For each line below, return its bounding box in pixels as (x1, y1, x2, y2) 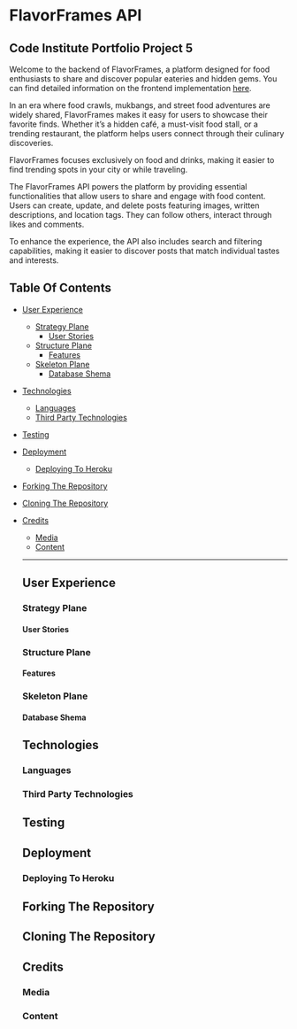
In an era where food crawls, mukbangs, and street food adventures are (9, 100, 271, 111)
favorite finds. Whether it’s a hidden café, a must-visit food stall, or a (9, 119, 259, 129)
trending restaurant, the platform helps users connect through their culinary (9, 128, 285, 138)
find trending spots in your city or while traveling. (9, 165, 188, 174)
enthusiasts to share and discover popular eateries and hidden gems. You (9, 73, 278, 84)
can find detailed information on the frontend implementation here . (9, 83, 252, 93)
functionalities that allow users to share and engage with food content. (9, 191, 266, 201)
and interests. (9, 255, 59, 266)
